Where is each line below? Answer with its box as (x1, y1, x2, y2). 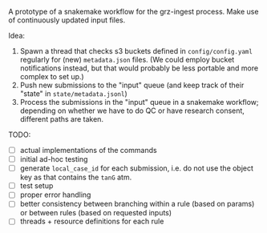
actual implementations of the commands (19, 146, 158, 155)
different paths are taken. (19, 114, 104, 123)
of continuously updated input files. (8, 15, 126, 25)
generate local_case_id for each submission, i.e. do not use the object (19, 163, 254, 173)
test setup (19, 181, 54, 191)
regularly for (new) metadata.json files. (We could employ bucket (19, 55, 235, 64)
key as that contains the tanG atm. (19, 172, 132, 183)
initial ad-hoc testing (19, 155, 88, 164)
